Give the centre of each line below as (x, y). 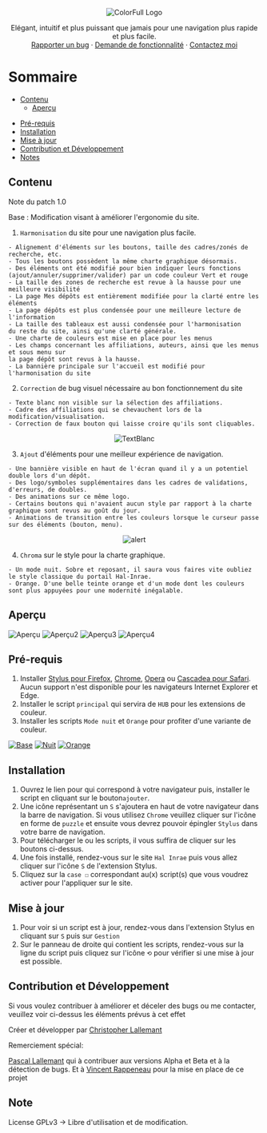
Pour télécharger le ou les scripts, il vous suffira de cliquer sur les (128, 840)
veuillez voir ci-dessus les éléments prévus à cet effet (97, 1014)
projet (18, 1077)
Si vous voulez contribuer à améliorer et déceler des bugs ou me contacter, (132, 1005)
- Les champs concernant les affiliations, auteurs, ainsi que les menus (134, 345)
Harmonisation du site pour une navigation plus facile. (108, 233)
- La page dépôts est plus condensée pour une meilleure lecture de (125, 310)
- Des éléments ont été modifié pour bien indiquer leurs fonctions (125, 268)
